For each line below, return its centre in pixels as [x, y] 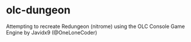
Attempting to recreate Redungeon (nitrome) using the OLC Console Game [95, 26]
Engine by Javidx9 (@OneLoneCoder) [52, 32]
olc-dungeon [38, 10]
